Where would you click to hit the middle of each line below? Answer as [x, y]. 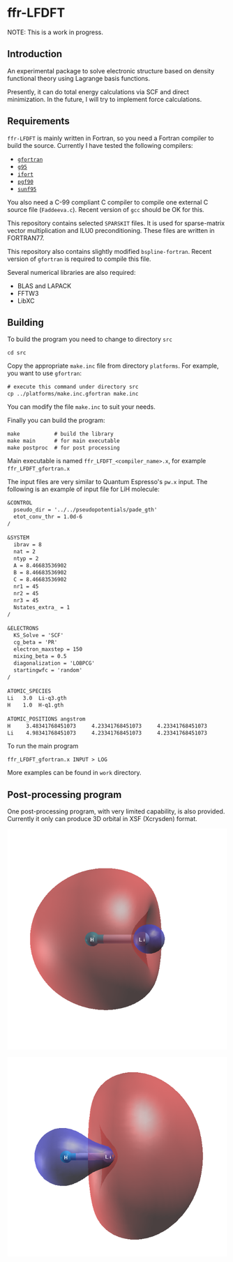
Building [25, 322]
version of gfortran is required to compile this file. [79, 259]
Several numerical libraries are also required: [72, 272]
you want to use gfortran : [45, 373]
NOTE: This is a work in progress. [55, 32]
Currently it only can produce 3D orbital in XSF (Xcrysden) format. [102, 819]
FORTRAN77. [26, 238]
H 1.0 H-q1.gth [36, 705]
